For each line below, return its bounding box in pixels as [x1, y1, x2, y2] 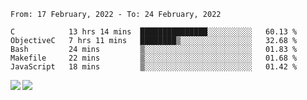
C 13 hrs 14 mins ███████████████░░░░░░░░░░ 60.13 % [10, 27, 298, 37]
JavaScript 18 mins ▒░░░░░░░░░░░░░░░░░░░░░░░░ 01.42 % [10, 62, 298, 72]
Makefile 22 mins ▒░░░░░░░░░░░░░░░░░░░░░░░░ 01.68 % [10, 53, 298, 63]
